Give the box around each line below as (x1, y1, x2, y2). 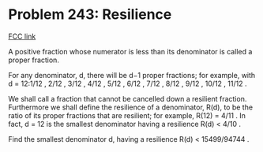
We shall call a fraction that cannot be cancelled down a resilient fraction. (8, 94, 247, 103)
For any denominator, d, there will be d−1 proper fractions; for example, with (8, 70, 256, 80)
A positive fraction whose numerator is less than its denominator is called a (8, 46, 253, 56)
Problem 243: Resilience (8, 6, 172, 24)
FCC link (8, 32, 36, 41)
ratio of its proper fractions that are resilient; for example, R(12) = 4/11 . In (8, 110, 246, 120)
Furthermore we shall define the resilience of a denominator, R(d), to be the (8, 102, 254, 112)
